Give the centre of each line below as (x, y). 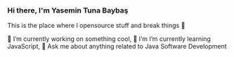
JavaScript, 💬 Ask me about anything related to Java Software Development (117, 47)
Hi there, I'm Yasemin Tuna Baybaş (68, 10)
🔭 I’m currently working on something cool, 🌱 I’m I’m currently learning (109, 39)
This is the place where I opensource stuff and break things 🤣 (96, 26)
